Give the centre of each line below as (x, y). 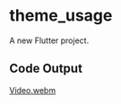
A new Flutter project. (49, 40)
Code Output (46, 69)
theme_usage (61, 16)
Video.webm (33, 90)
